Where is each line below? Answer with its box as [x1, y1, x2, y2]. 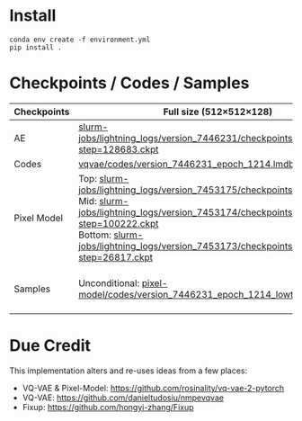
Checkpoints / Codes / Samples [9, 73, 250, 94]
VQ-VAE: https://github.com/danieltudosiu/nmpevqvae [22, 392, 225, 403]
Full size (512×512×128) [163, 105, 273, 118]
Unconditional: [77, 276, 140, 289]
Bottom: [77, 228, 112, 241]
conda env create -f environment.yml [9, 35, 151, 44]
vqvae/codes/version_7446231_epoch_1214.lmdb [77, 157, 295, 170]
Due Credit [9, 336, 92, 356]
